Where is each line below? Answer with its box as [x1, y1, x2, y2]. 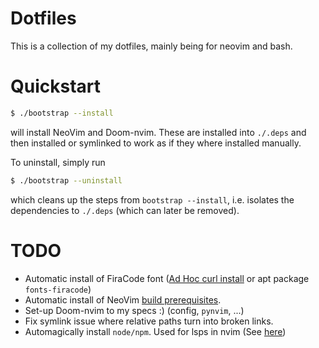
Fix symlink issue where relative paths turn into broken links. [24, 315, 274, 327]
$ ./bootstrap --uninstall [10, 175, 123, 186]
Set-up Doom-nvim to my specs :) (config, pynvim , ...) [24, 304, 245, 316]
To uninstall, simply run [10, 156, 106, 168]
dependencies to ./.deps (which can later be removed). [10, 204, 240, 216]
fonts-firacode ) [24, 283, 92, 295]
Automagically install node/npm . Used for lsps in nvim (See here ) [24, 325, 287, 337]
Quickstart [10, 75, 102, 98]
